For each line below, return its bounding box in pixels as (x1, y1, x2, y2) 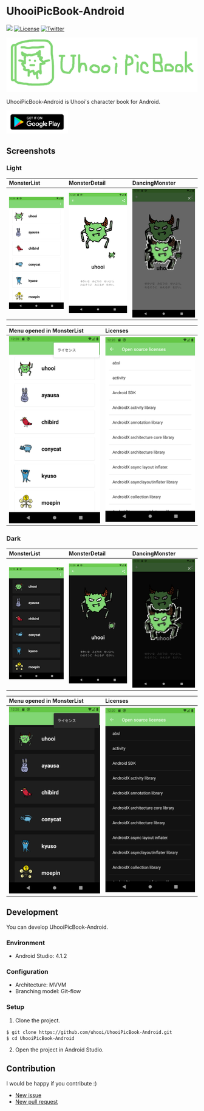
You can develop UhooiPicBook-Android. (6, 923, 108, 931)
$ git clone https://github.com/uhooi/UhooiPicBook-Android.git (6, 1029, 172, 1035)
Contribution (6, 1064, 56, 1074)
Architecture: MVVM (15, 981, 67, 988)
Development (6, 907, 59, 918)
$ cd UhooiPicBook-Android (6, 1035, 75, 1041)
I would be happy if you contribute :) (6, 1079, 97, 1087)
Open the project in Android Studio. (15, 1046, 104, 1053)
